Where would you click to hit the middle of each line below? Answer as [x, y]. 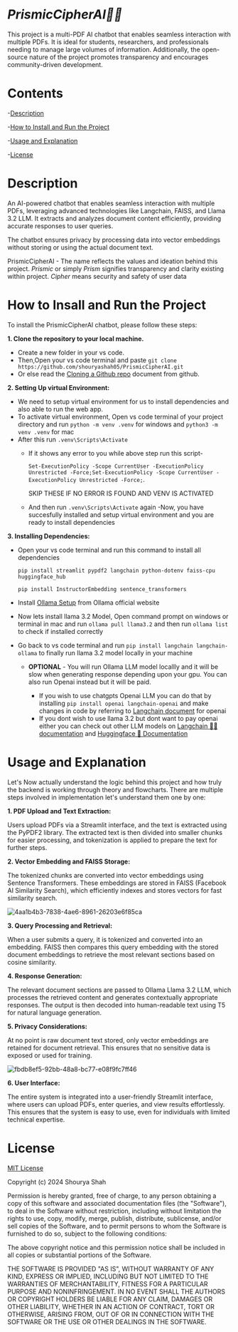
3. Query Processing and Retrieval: [60, 926]
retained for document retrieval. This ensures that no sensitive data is [109, 1047]
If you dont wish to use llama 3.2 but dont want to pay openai [128, 718]
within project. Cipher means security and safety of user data [97, 276]
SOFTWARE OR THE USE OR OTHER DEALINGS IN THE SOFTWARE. [107, 1321]
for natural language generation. [54, 1013]
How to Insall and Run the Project [107, 305]
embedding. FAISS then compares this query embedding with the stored [113, 947]
